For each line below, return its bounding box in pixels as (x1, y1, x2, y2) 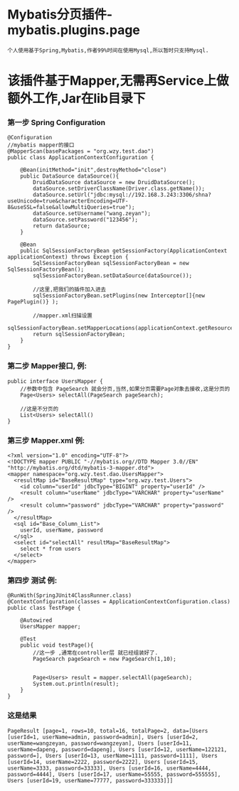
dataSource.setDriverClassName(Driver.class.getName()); (33, 185, 205, 193)
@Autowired (20, 617, 53, 624)
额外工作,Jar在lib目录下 (7, 90, 146, 107)
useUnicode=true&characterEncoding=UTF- (7, 198, 129, 205)
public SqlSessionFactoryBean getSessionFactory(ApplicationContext (20, 247, 228, 254)
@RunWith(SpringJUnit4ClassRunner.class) (7, 592, 132, 599)
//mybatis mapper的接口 (7, 141, 75, 149)
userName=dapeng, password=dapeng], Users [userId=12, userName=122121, (7, 746, 228, 753)
